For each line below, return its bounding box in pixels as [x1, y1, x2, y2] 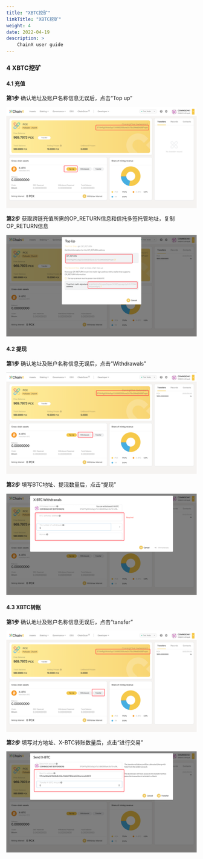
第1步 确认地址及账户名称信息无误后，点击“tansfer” [6, 618, 133, 626]
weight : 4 [6, 22, 31, 28]
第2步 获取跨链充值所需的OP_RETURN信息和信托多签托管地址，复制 [6, 215, 175, 222]
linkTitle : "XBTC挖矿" [6, 16, 62, 22]
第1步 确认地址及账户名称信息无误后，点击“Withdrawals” [6, 359, 147, 367]
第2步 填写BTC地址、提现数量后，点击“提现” [6, 481, 117, 488]
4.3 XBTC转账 [6, 604, 41, 611]
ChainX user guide [17, 42, 63, 48]
